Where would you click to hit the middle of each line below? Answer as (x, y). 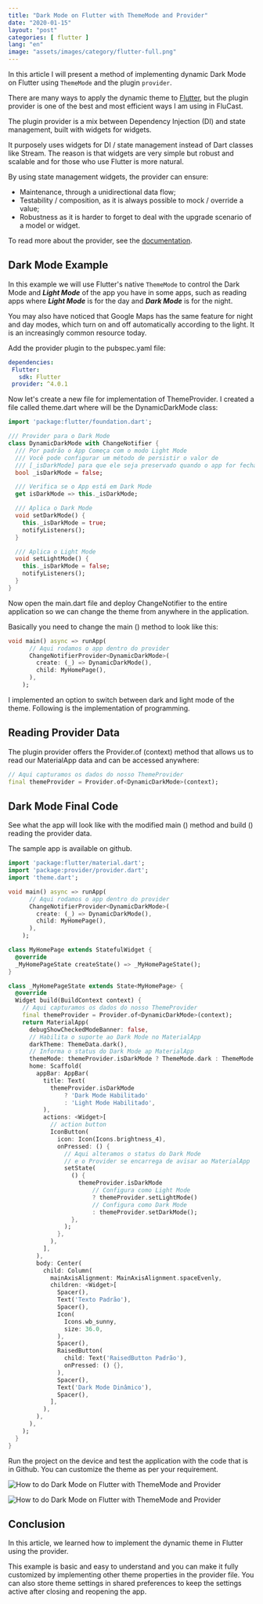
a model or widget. (50, 225)
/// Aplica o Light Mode (56, 552)
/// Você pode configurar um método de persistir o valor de (117, 458)
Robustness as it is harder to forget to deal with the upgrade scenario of (135, 217)
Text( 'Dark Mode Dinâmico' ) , (105, 1387)
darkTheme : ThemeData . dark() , (78, 1044)
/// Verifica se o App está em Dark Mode (84, 487)
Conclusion (37, 1524)
